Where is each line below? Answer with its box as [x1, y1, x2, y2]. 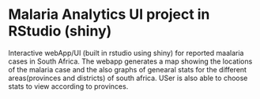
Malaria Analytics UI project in [8, 5, 210, 24]
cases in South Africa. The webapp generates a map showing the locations [8, 57, 253, 66]
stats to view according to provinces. [8, 81, 129, 91]
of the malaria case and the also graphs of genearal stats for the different [8, 64, 247, 74]
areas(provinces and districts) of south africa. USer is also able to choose [8, 73, 248, 82]
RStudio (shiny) [8, 22, 112, 40]
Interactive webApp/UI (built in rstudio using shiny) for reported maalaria [8, 48, 244, 57]
